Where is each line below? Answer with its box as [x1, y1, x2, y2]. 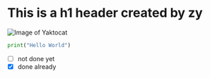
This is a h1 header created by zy [7, 5, 203, 21]
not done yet [17, 54, 55, 63]
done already [17, 62, 57, 71]
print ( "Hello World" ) [7, 41, 71, 48]
